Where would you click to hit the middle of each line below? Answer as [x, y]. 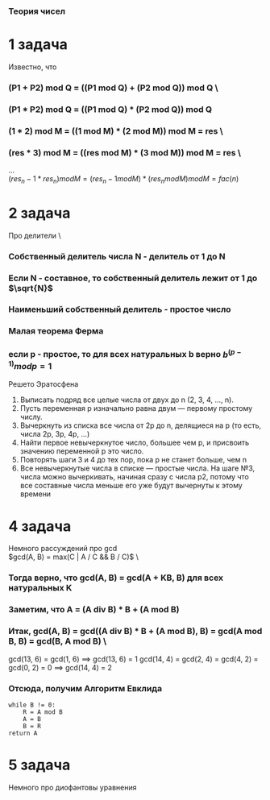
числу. [31, 417]
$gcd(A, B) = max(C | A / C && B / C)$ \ [74, 557]
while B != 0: [32, 705]
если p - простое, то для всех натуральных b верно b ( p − [125, 354]
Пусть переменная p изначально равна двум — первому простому [136, 408]
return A [23, 733]
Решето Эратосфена [44, 383]
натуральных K [40, 588]
